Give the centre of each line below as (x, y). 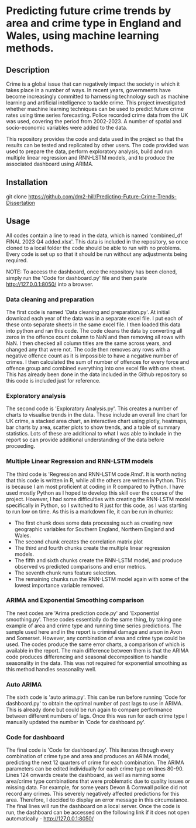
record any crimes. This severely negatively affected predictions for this (93, 794)
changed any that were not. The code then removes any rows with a (88, 349)
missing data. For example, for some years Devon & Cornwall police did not (97, 788)
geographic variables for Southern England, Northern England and (94, 529)
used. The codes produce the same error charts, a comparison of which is (96, 644)
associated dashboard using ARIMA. (50, 164)
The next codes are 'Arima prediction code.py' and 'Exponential (83, 613)
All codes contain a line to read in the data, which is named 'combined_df (94, 235)
